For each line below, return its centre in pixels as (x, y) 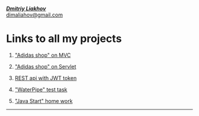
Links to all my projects (64, 39)
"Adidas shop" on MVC (43, 55)
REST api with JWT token (46, 78)
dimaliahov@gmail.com (35, 15)
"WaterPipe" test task (41, 89)
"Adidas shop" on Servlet (45, 66)
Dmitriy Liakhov (26, 9)
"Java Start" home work (44, 101)
